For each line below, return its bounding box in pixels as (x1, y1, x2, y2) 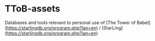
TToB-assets (5, 3, 60, 14)
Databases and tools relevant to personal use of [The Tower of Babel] (5, 19, 150, 25)
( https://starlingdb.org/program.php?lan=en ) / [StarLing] (5, 24, 123, 30)
